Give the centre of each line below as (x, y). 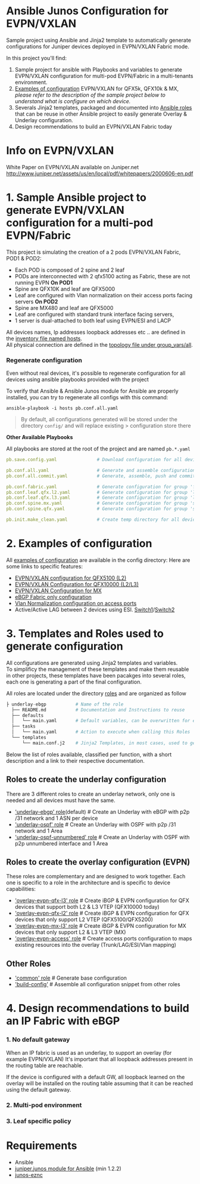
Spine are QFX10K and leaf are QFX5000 (65, 289)
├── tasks (24, 726)
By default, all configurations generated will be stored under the (99, 419)
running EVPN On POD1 (44, 282)
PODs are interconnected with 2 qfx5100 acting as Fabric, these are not (102, 276)
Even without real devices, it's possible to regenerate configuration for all (96, 373)
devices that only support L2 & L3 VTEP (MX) (70, 932)
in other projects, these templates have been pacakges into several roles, (96, 675)
